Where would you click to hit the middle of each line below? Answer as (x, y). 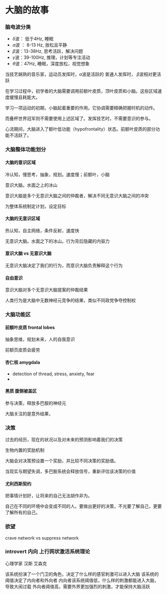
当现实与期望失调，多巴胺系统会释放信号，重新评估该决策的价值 (70, 471)
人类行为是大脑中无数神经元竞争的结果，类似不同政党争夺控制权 (70, 300)
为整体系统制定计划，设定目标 (36, 206)
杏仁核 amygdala (23, 362)
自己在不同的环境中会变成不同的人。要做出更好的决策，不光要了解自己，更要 (83, 506)
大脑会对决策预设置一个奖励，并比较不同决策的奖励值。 (62, 461)
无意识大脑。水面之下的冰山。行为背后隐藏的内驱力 (57, 241)
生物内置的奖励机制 (25, 450)
